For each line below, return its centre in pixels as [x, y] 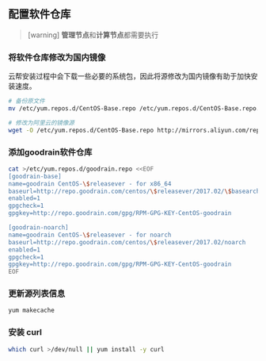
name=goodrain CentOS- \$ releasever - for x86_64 [90, 184]
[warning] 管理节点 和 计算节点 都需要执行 [93, 35]
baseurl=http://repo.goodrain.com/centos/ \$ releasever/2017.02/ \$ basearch [134, 191]
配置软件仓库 [40, 14]
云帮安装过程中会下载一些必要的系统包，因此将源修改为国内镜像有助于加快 [129, 76]
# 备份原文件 [27, 102]
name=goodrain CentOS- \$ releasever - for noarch [90, 235]
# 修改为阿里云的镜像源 [42, 123]
